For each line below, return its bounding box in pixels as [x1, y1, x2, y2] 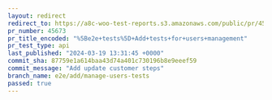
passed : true [7, 79, 52, 87]
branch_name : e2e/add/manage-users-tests [7, 72, 150, 80]
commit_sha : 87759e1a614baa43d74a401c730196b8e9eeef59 [7, 57, 197, 65]
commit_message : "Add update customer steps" [7, 65, 164, 73]
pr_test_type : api [7, 42, 70, 50]
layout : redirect [7, 11, 67, 20]
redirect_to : [7, 19, 52, 27]
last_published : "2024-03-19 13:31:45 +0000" [7, 49, 164, 57]
